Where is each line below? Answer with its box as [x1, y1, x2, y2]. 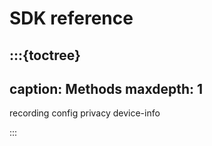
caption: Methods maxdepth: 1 [9, 80, 204, 97]
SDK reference [9, 7, 134, 30]
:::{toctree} [9, 47, 81, 64]
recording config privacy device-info [9, 107, 161, 119]
